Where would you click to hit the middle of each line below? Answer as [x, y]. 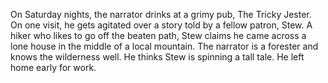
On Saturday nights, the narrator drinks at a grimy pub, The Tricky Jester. [161, 14]
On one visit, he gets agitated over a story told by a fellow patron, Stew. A [161, 25]
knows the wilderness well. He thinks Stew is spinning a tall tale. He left [157, 57]
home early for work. [53, 67]
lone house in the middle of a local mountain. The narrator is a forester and [164, 46]
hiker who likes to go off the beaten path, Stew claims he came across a [158, 35]
